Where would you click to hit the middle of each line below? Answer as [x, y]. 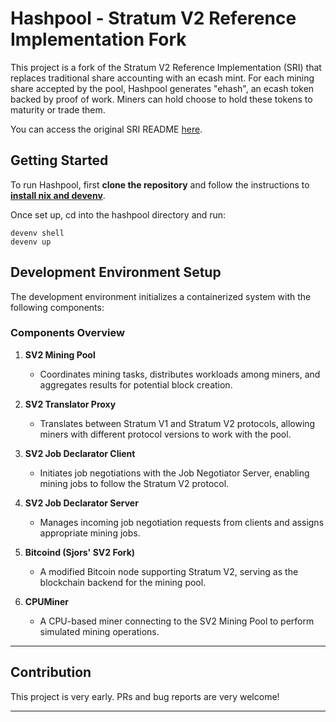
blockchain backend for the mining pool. [123, 582]
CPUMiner [47, 601]
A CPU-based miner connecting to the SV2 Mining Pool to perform [177, 621]
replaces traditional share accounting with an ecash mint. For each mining [162, 78]
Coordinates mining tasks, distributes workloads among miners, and [180, 374]
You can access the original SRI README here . [106, 129]
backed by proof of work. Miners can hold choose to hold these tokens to [161, 99]
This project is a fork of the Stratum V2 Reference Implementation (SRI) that [166, 67]
